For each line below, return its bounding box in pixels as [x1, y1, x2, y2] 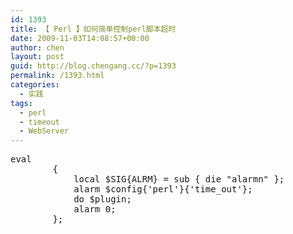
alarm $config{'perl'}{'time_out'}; [73, 184, 253, 195]
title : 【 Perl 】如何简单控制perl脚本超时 [10, 24, 177, 34]
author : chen [10, 42, 65, 53]
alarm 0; [73, 204, 117, 215]
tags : [10, 98, 33, 108]
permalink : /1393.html [10, 71, 105, 81]
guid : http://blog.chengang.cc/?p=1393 [10, 61, 177, 71]
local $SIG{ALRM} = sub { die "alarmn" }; [73, 174, 285, 185]
